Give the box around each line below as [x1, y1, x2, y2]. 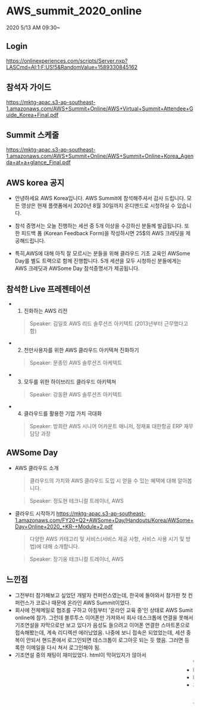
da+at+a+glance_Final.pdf [6, 159, 71, 166]
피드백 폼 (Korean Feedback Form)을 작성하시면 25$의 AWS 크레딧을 [21, 230, 185, 237]
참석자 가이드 [6, 82, 52, 93]
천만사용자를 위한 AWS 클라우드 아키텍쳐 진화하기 [23, 346, 139, 354]
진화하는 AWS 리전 [23, 308, 68, 314]
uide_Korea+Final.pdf [6, 111, 59, 118]
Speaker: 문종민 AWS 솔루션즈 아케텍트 [29, 359, 123, 366]
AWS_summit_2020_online [6, 4, 142, 18]
